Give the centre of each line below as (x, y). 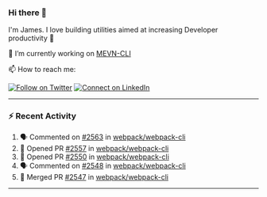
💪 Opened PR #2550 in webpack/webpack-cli (94, 157)
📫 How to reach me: (42, 70)
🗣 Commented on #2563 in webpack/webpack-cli (103, 137)
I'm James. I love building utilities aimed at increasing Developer (113, 30)
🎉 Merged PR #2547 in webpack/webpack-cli (94, 176)
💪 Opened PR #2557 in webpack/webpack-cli (94, 148)
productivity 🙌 (31, 38)
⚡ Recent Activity (43, 116)
